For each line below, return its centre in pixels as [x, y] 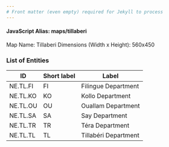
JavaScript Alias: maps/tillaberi [47, 31]
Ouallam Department [110, 106]
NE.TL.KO [23, 96]
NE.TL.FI [21, 87]
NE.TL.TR [23, 126]
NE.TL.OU [23, 106]
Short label [59, 76]
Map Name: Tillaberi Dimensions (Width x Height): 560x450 [81, 44]
